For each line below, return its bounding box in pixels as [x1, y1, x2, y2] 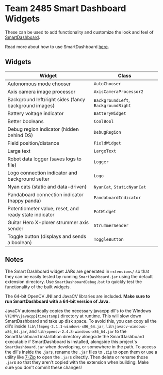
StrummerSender [94, 222, 129, 228]
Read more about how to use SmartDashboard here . [5, 44, 109, 49]
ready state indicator [7, 211, 55, 218]
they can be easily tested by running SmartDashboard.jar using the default [5, 273, 153, 279]
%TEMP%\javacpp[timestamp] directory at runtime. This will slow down [5, 313, 142, 319]
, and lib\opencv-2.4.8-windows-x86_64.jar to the [26, 328, 127, 334]
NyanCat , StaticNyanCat [94, 183, 147, 190]
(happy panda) [7, 197, 41, 204]
